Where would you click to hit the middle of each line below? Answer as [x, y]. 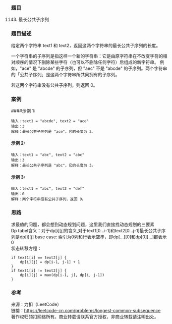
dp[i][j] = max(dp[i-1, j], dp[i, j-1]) [62, 275]
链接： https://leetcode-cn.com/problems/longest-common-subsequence [86, 310]
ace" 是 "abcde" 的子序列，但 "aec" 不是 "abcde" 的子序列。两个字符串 [94, 68]
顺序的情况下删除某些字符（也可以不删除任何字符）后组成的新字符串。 [87, 62]
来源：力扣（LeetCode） [36, 304]
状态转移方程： [26, 248]
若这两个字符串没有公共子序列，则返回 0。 [54, 85]
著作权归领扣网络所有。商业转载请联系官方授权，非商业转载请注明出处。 [85, 317]
